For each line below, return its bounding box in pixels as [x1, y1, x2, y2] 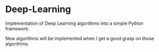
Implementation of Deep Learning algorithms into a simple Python [5, 20, 144, 26]
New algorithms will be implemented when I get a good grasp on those [5, 35, 154, 41]
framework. [5, 25, 30, 31]
